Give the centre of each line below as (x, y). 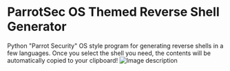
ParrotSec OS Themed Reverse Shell (113, 12)
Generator (37, 27)
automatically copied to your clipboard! (63, 60)
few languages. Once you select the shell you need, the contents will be (109, 53)
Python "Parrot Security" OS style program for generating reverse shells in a (115, 45)
